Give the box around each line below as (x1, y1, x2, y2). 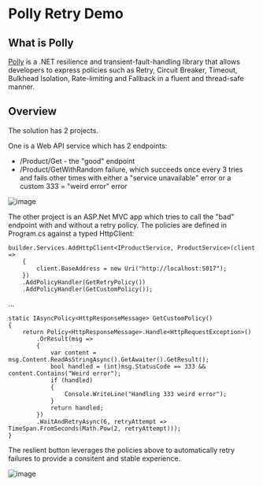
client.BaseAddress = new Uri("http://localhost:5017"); (36, 265, 227, 273)
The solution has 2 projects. (8, 125, 98, 135)
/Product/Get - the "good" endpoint (19, 156, 135, 165)
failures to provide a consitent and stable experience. (8, 454, 181, 463)
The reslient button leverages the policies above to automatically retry (8, 445, 235, 454)
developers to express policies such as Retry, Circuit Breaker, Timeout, (8, 65, 238, 75)
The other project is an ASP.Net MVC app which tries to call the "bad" (8, 212, 235, 221)
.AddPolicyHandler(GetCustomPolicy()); (22, 285, 154, 293)
